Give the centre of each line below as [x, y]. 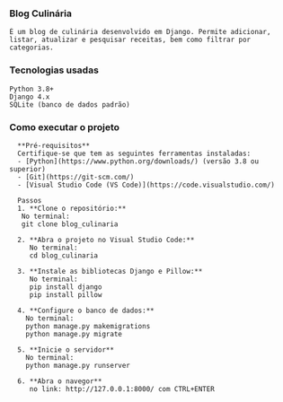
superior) [28, 169]
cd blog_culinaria [64, 255]
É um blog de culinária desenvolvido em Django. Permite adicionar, [140, 32]
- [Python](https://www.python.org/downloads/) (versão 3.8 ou [138, 161]
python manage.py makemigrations [88, 326]
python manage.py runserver [78, 365]
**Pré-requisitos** [54, 145]
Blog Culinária [41, 13]
